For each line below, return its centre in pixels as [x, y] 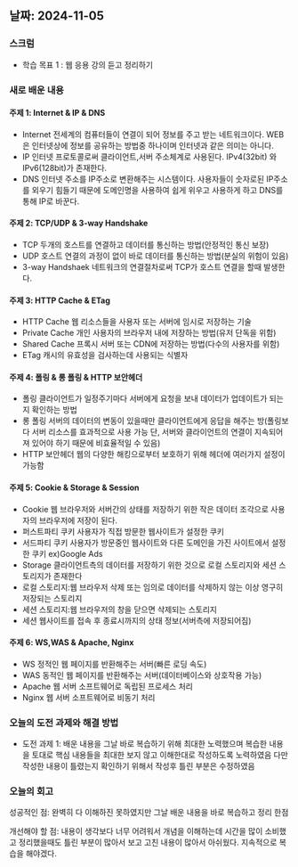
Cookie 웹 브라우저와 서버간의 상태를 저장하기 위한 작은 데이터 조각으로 [145, 509]
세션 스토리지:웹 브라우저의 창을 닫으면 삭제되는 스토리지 [120, 609]
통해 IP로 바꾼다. [51, 201]
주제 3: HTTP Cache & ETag [60, 300]
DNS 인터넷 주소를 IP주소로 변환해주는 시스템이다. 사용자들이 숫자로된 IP [148, 179]
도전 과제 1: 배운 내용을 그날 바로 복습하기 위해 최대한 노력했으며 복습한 [145, 744]
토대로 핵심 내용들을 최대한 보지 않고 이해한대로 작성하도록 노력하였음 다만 [160, 755]
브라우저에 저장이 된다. [78, 520]
